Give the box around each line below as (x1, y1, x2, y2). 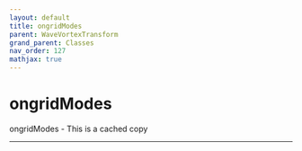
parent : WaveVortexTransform (9, 30, 119, 39)
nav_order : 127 (9, 47, 67, 56)
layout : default (9, 13, 70, 22)
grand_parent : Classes (9, 38, 94, 48)
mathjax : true (9, 55, 63, 64)
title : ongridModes (9, 22, 83, 31)
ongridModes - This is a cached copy (9, 123, 148, 134)
